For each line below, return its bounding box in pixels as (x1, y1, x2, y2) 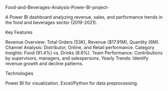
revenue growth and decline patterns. (5, 61, 83, 66)
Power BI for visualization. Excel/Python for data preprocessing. (5, 80, 138, 86)
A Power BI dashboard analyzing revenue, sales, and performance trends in (5, 14, 163, 20)
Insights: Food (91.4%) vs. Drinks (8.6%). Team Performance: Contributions (5, 50, 163, 56)
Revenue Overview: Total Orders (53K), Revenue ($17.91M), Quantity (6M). (5, 39, 160, 45)
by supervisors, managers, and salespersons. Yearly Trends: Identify (5, 55, 149, 61)
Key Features (5, 29, 33, 35)
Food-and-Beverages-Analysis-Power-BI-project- (5, 5, 109, 10)
